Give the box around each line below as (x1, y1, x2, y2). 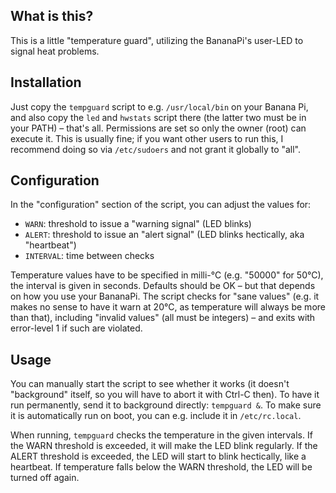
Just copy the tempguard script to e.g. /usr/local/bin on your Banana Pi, (10, 100, 309, 113)
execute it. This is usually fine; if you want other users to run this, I (10, 132, 284, 144)
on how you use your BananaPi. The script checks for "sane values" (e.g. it (10, 290, 320, 303)
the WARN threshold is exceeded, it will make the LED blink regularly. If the (10, 440, 318, 452)
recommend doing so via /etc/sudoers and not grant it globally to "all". (10, 143, 302, 155)
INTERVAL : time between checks (24, 250, 155, 262)
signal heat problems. (10, 45, 100, 57)
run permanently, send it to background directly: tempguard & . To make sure (10, 399, 322, 411)
